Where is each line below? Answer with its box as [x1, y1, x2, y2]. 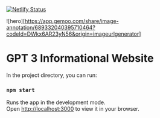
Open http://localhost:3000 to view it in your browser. [6, 105, 140, 113]
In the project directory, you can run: [6, 71, 97, 79]
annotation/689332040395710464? [6, 24, 95, 31]
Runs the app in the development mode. [6, 99, 106, 106]
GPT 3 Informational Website [6, 51, 154, 65]
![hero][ [6, 18, 25, 24]
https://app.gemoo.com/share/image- [25, 18, 119, 24]
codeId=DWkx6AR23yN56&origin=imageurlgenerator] [6, 30, 141, 38]
